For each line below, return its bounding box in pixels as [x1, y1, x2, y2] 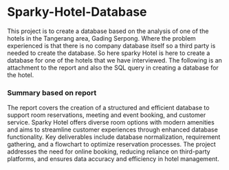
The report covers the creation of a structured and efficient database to [7, 104, 210, 112]
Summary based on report [7, 87, 97, 97]
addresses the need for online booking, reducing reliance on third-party [7, 147, 211, 156]
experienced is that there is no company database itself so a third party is [7, 41, 216, 50]
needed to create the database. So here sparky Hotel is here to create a [7, 49, 210, 57]
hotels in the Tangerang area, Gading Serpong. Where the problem [7, 34, 196, 42]
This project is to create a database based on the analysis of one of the [7, 27, 209, 35]
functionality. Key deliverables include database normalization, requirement [7, 133, 221, 141]
